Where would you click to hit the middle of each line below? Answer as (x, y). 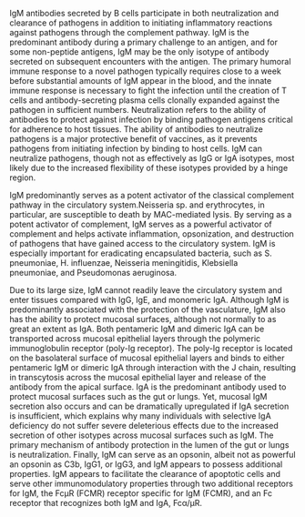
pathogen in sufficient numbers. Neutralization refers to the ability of (138, 110)
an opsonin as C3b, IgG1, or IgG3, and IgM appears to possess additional (146, 464)
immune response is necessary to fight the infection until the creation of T (148, 91)
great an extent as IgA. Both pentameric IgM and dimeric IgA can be (137, 329)
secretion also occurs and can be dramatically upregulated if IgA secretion (149, 406)
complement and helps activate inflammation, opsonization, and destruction (152, 234)
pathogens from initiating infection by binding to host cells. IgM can (136, 148)
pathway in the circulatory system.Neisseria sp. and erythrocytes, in (137, 205)
